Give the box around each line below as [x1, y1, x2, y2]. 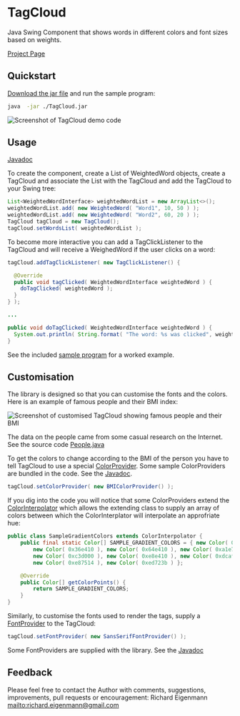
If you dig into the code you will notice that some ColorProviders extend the [7, 496, 230, 505]
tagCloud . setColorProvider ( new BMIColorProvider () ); [7, 483, 174, 490]
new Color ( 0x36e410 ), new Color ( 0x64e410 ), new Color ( [33, 546, 213, 553]
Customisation [7, 370, 74, 383]
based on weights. [7, 35, 62, 44]
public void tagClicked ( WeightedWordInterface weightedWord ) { [14, 278, 213, 286]
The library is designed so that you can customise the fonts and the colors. [7, 390, 228, 398]
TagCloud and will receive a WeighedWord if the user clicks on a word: [7, 245, 216, 253]
